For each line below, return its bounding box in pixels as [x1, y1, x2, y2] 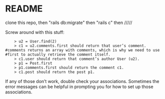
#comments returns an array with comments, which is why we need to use [5, 47, 160, 52]
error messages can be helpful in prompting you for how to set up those [5, 83, 153, 89]
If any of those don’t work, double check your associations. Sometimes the [5, 78, 159, 84]
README [5, 3, 43, 14]
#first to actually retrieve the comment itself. [5, 52, 111, 57]
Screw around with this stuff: [5, 29, 64, 35]
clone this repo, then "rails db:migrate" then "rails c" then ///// [5, 19, 132, 25]
